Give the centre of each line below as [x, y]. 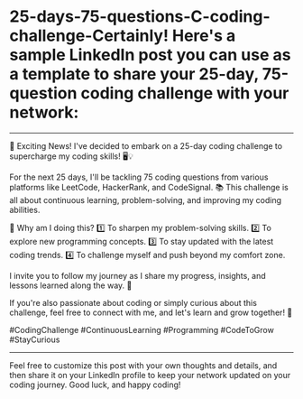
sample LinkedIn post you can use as [150, 55]
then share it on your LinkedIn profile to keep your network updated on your [150, 375]
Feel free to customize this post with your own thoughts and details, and [143, 365]
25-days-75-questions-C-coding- [140, 17]
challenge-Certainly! [89, 36]
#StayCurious [35, 339]
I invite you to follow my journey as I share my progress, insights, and [138, 275]
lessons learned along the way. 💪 [71, 285]
